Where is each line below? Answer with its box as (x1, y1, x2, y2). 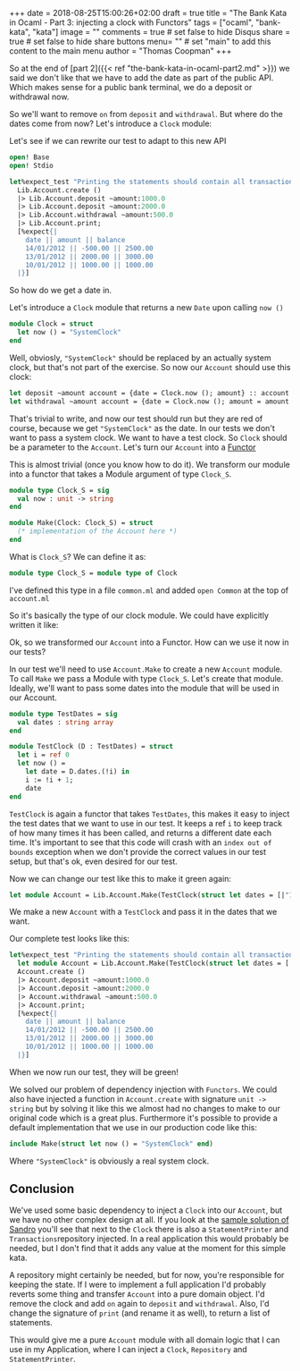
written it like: (9, 619, 59, 630)
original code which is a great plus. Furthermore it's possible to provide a (9, 1113, 279, 1123)
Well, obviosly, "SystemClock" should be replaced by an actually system (9, 352, 271, 363)
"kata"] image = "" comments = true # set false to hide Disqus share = (32, 27, 291, 37)
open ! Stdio (9, 161, 54, 170)
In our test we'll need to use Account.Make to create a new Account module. (9, 664, 283, 674)
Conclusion (9, 1181, 75, 1197)
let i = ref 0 (17, 750, 70, 759)
